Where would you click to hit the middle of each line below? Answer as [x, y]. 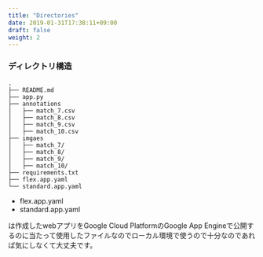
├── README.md [31, 90]
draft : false [29, 30]
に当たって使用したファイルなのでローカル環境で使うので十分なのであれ [139, 235]
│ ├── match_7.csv [42, 111]
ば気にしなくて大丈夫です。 [53, 245]
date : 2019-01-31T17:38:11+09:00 [63, 23]
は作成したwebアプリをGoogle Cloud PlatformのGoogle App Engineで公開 [128, 226]
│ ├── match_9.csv [42, 124]
